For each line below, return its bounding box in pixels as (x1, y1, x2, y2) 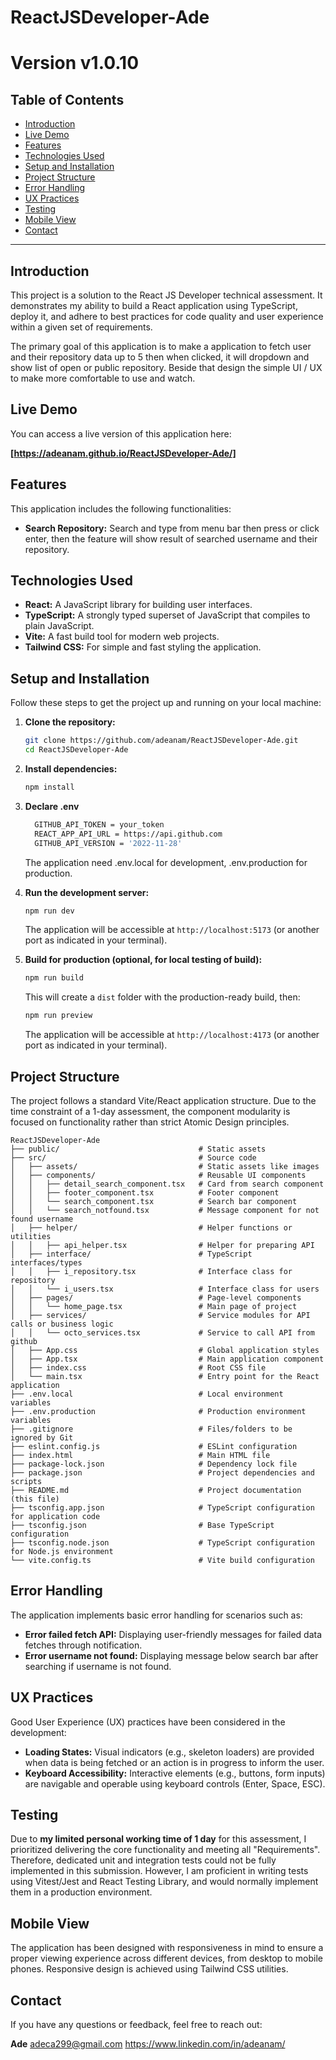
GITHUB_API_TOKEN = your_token (34, 819, 165, 830)
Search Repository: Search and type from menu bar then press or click (24, 522, 320, 534)
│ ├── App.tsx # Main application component (10, 1354, 325, 1364)
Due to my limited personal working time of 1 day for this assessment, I (10, 1833, 307, 1845)
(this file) (10, 1494, 60, 1504)
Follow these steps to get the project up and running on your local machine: (10, 697, 322, 709)
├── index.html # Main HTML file (10, 1450, 271, 1460)
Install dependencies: (24, 763, 118, 775)
